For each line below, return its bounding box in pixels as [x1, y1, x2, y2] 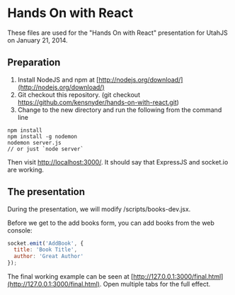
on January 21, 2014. [7, 35, 69, 44]
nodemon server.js [7, 139, 62, 146]
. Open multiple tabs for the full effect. [99, 280, 211, 289]
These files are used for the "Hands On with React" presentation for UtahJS [7, 28, 228, 37]
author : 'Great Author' [13, 253, 84, 260]
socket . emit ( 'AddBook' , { [7, 240, 84, 247]
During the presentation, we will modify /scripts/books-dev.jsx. [7, 204, 191, 213]
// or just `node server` [7, 145, 84, 152]
